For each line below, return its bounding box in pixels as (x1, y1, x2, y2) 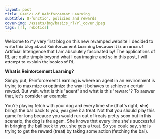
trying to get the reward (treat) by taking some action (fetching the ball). (5, 128, 149, 134)
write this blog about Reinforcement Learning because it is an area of (5, 44, 143, 49)
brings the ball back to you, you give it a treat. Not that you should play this (5, 108, 155, 114)
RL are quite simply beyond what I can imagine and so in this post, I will (5, 54, 147, 60)
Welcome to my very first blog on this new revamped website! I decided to (5, 38, 154, 44)
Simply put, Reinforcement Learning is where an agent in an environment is (5, 78, 155, 84)
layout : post (5, 7, 32, 12)
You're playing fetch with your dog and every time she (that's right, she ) (5, 103, 149, 108)
